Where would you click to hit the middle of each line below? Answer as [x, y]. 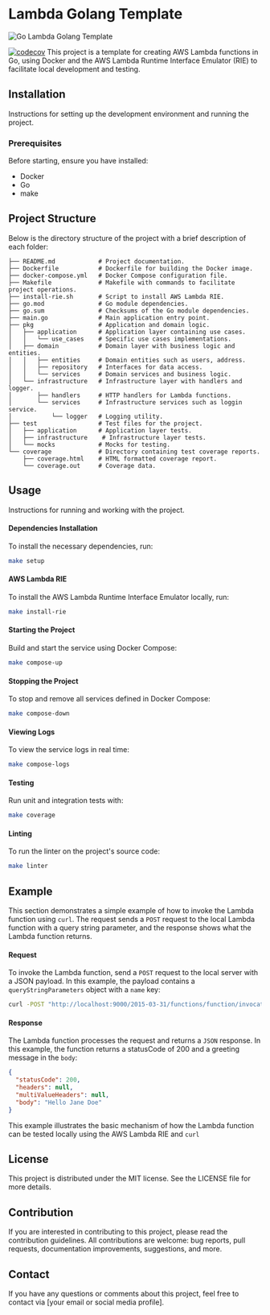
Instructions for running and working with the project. [96, 510]
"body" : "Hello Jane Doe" [59, 1102]
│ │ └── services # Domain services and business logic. [120, 374]
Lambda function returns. [50, 937]
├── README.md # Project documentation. [96, 261]
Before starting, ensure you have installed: [78, 161]
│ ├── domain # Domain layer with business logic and [122, 346]
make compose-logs [39, 765]
